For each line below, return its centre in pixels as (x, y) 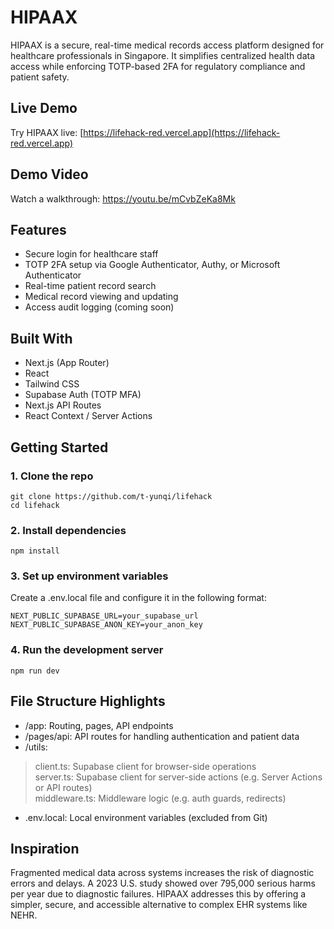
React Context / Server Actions (88, 416)
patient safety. (40, 77)
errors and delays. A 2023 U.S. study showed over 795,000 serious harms (163, 883)
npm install (35, 551)
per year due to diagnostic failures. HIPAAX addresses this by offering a (158, 894)
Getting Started (59, 447)
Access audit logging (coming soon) (99, 307)
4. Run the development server (87, 650)
